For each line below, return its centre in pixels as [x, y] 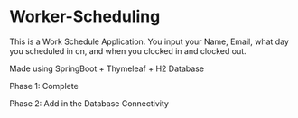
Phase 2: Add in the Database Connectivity [89, 103]
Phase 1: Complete [44, 86]
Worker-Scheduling [85, 17]
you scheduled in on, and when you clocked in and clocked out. [128, 50]
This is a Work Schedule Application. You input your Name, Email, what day [149, 41]
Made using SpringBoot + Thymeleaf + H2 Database [107, 68]
